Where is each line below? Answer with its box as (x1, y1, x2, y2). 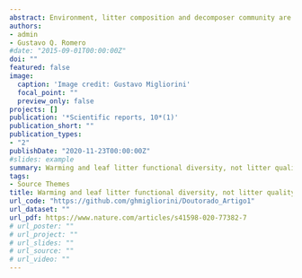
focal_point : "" (17, 88, 78, 97)
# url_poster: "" (9, 222, 75, 230)
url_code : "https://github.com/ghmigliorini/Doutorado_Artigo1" (9, 196, 255, 206)
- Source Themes (9, 180, 70, 189)
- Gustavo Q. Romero (9, 38, 87, 48)
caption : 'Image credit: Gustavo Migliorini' (17, 80, 191, 89)
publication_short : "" (9, 122, 94, 131)
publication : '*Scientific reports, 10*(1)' (9, 113, 179, 122)
